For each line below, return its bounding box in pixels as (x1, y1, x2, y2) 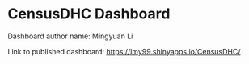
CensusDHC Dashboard (7, 5, 171, 23)
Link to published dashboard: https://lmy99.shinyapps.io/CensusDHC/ (7, 46, 241, 56)
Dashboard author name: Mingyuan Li (7, 31, 133, 41)
